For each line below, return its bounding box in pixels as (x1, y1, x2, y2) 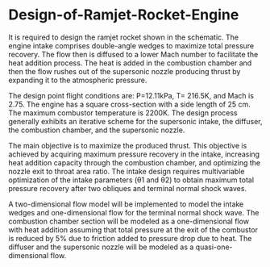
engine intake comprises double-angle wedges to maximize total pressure (8, 40, 255, 50)
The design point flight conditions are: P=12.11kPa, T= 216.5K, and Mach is (8, 90, 254, 100)
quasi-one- (195, 242, 233, 252)
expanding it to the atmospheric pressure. (8, 75, 147, 85)
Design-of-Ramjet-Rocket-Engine (8, 6, 239, 24)
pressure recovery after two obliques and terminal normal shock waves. (8, 183, 247, 193)
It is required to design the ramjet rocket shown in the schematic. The (8, 32, 239, 42)
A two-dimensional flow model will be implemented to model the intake (8, 199, 244, 209)
